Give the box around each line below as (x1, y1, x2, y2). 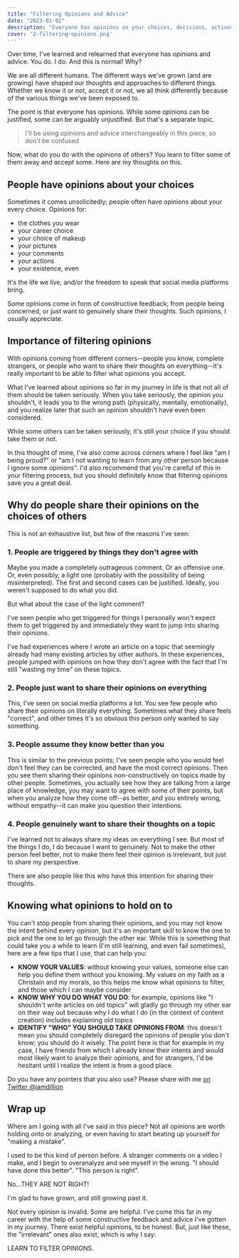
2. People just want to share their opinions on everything (7, 683, 207, 693)
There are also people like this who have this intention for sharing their (7, 871, 214, 880)
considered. (7, 413, 43, 421)
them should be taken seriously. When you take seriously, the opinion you (7, 390, 224, 399)
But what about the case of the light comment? (7, 599, 144, 608)
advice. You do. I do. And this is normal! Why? (7, 58, 142, 66)
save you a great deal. (7, 478, 73, 487)
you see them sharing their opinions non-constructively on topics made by (7, 770, 226, 780)
